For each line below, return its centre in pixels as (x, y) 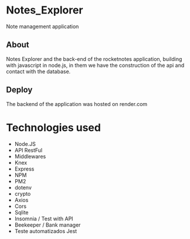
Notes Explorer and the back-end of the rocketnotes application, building (94, 59)
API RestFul (28, 150)
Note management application (43, 26)
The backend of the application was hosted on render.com (77, 104)
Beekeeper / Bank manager (48, 225)
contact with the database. (38, 71)
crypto (23, 193)
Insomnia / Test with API (44, 218)
